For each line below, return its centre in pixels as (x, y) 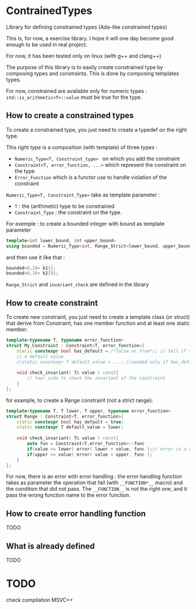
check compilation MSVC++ (40, 600)
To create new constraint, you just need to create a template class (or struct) (98, 317)
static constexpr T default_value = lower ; (70, 427)
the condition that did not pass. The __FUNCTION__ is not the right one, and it (97, 489)
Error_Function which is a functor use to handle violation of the (91, 177)
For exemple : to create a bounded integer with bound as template (85, 223)
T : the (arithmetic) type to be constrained (64, 206)
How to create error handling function (76, 513)
